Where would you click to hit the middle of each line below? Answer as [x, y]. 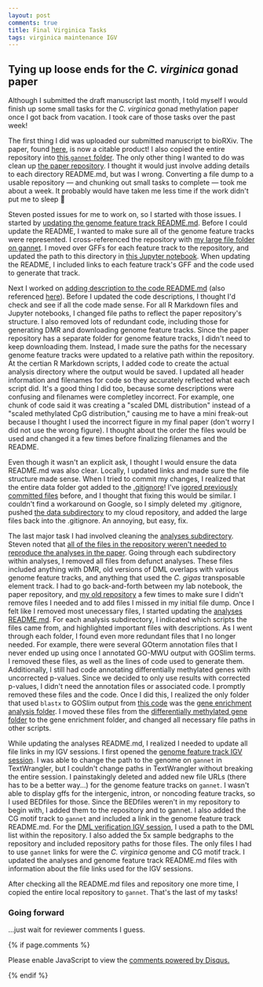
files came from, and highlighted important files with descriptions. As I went [130, 628]
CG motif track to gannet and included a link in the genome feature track [124, 819]
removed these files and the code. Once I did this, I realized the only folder [129, 695]
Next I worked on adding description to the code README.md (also [117, 289]
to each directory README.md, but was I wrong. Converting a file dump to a [131, 175]
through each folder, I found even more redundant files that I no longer [122, 636]
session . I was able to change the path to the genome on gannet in [115, 761]
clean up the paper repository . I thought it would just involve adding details [129, 166]
